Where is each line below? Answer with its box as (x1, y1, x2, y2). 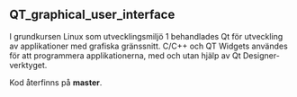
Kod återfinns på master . (9, 76, 103, 88)
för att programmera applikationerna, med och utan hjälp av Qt (9, 49, 241, 61)
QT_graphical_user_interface (9, 7, 175, 22)
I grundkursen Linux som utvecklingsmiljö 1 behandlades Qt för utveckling (9, 31, 283, 41)
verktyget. (9, 59, 48, 70)
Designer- (242, 49, 281, 61)
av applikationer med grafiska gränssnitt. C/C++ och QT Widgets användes (9, 40, 288, 51)
